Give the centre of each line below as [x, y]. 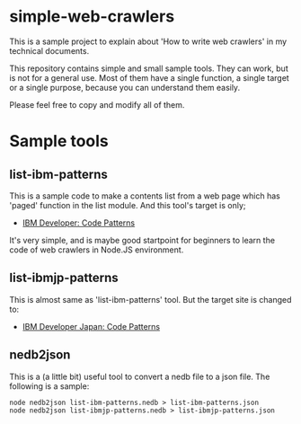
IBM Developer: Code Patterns [79, 223]
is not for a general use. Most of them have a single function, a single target [149, 77]
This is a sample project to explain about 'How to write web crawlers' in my [148, 41]
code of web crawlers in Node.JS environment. [97, 250]
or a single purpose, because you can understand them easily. [125, 87]
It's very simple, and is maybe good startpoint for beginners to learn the [142, 240]
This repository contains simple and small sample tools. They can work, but [149, 68]
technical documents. [49, 50]
